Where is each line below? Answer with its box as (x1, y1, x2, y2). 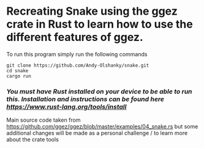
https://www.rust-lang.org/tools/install (6, 102, 127, 111)
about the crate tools (6, 136, 59, 143)
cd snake (6, 67, 29, 74)
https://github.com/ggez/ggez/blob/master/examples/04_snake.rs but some (6, 123, 198, 130)
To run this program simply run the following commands (6, 50, 148, 57)
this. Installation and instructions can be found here (6, 95, 164, 103)
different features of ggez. (6, 31, 144, 44)
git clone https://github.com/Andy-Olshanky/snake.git (6, 62, 149, 68)
